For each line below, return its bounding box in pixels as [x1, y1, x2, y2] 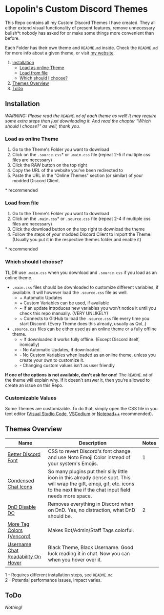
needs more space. [48, 492, 92, 499]
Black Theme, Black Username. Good [48, 544, 134, 551]
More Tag [7, 520, 30, 527]
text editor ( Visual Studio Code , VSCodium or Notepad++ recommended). [5, 411, 153, 417]
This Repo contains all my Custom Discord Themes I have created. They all [5, 20, 156, 25]
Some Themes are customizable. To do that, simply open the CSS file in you [5, 405, 158, 411]
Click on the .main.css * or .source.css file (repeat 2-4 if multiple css [12, 216, 151, 221]
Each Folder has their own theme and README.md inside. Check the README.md [5, 45, 158, 50]
